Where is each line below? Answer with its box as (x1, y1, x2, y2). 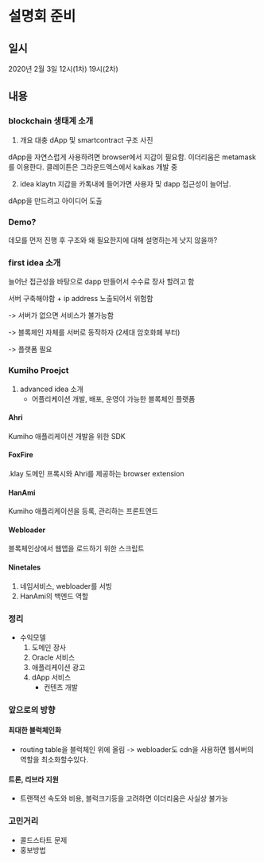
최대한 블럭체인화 (8, 726, 62, 735)
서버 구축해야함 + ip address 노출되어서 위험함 (8, 294, 153, 304)
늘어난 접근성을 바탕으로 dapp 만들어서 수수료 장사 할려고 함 (8, 276, 195, 287)
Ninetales (8, 562, 41, 572)
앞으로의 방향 (8, 704, 56, 715)
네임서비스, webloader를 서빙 (19, 581, 113, 590)
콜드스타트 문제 (19, 835, 68, 844)
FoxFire (8, 450, 33, 460)
